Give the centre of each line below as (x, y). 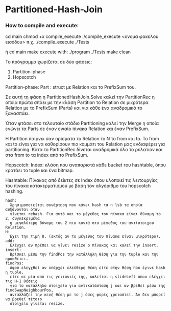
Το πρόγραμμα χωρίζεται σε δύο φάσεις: (49, 62)
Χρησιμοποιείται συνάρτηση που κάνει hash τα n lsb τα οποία (76, 205)
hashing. (15, 191)
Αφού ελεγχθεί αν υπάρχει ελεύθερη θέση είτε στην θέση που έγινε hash (88, 268)
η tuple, (15, 273)
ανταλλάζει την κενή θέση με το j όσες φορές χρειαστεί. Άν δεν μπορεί (88, 295)
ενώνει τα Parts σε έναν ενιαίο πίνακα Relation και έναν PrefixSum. (77, 129)
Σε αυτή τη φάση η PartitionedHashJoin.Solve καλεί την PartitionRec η (80, 97)
